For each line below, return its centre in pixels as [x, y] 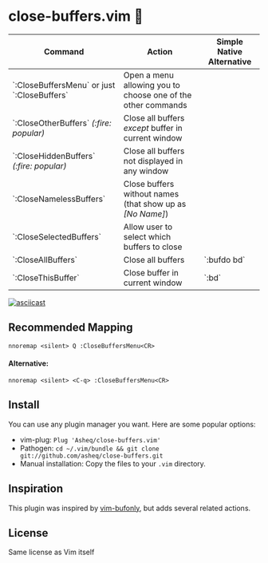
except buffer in [153, 128]
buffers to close [153, 247]
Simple [230, 42]
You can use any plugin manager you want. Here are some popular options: [132, 424]
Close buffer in [151, 272]
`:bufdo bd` [225, 260]
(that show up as [155, 204]
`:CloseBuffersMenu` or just [64, 85]
